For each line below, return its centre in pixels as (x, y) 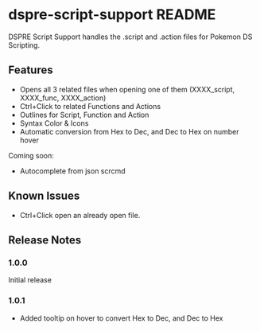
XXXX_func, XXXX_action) (63, 98)
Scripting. (24, 45)
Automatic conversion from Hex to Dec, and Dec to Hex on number (130, 131)
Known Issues (44, 196)
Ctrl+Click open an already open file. (80, 215)
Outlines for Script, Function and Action (84, 115)
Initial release (30, 280)
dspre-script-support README (112, 15)
